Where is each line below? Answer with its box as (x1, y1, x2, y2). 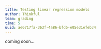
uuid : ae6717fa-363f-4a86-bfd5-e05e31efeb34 (5, 25, 96, 30)
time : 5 (5, 20, 21, 26)
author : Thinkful (5, 12, 40, 16)
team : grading (5, 16, 34, 21)
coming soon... (5, 38, 35, 44)
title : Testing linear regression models (5, 7, 90, 12)
